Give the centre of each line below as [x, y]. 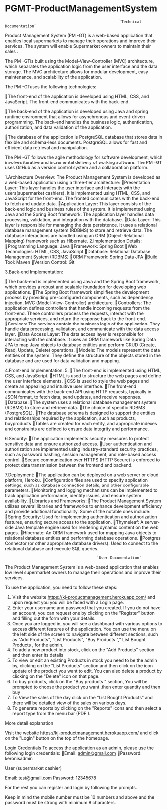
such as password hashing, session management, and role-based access [81, 454]
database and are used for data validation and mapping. [63, 361]
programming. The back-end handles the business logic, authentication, [79, 122]
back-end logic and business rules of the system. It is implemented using [80, 209]
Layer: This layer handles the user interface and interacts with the [73, 188]
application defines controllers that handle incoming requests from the [78, 308]
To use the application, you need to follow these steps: [61, 587]
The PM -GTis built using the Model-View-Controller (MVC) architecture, [80, 61]
